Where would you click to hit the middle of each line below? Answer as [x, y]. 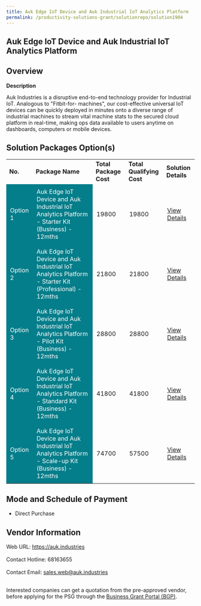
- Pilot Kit [50, 341]
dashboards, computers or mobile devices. [59, 129]
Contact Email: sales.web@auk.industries [57, 572]
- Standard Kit [57, 401]
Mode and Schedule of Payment [67, 499]
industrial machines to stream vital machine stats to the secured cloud [93, 116]
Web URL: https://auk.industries [45, 547]
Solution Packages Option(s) [61, 148]
